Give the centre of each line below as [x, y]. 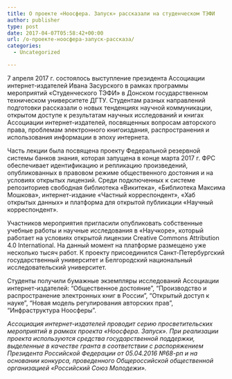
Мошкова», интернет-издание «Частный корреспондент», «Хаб [101, 194]
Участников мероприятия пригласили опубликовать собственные [105, 223]
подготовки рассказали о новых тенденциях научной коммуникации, [110, 108]
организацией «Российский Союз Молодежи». [77, 368]
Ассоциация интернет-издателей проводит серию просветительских [110, 323]
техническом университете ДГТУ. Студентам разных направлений [106, 100]
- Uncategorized [37, 53]
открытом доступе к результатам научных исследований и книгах [106, 115]
